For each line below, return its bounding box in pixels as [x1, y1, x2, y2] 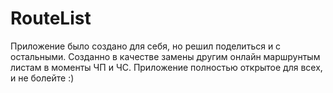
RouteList [10, 7, 92, 30]
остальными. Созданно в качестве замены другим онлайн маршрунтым [10, 50, 321, 62]
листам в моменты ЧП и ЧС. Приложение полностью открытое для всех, [10, 61, 323, 73]
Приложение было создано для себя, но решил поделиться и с [10, 40, 282, 52]
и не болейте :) [10, 72, 75, 84]
